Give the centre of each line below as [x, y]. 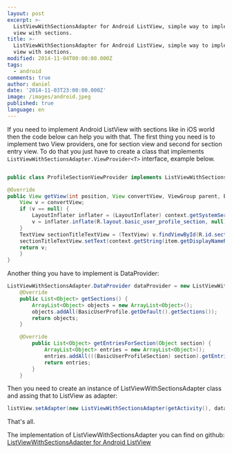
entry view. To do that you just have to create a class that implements [106, 151]
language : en [26, 110]
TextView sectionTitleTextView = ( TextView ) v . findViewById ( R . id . [117, 234]
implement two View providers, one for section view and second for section [115, 144]
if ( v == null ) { [45, 209]
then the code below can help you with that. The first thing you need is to [111, 137]
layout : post [26, 13]
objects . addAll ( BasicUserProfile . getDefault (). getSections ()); [125, 312]
